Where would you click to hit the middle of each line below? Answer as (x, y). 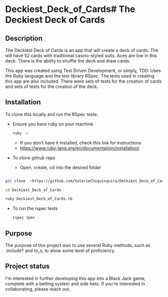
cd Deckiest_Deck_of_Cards (33, 190)
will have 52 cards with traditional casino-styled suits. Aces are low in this (81, 55)
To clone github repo (34, 157)
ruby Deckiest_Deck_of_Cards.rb (39, 199)
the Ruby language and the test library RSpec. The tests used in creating (80, 76)
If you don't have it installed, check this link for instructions (80, 142)
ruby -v (20, 133)
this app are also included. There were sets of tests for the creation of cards (83, 81)
